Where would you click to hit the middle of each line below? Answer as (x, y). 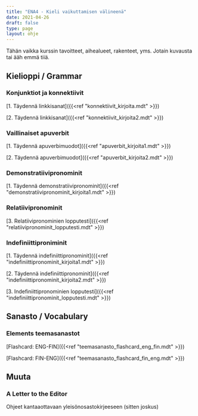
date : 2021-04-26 (28, 17)
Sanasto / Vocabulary (47, 317)
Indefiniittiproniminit (37, 242)
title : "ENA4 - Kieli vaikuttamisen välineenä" (66, 12)
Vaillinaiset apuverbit (38, 133)
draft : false (22, 23)
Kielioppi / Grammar (44, 76)
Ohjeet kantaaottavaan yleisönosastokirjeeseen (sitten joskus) (83, 407)
